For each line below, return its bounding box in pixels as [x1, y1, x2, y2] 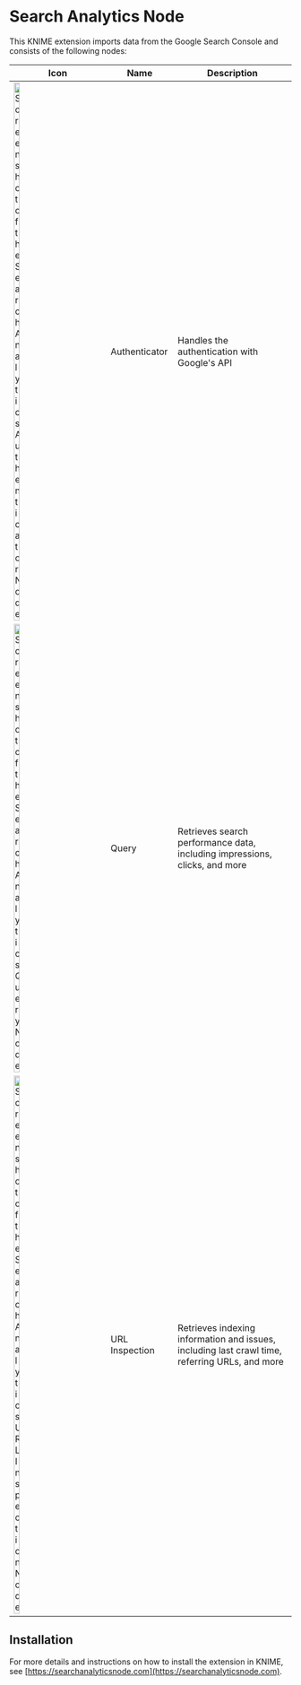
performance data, [177, 836, 256, 848]
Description [207, 66, 258, 79]
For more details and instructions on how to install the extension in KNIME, [9, 1656, 284, 1667]
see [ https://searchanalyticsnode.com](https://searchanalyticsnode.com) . [9, 1665, 282, 1676]
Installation [9, 1632, 73, 1647]
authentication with [177, 345, 259, 358]
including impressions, [177, 847, 272, 860]
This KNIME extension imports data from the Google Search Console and [9, 36, 279, 47]
